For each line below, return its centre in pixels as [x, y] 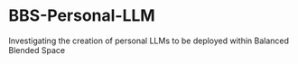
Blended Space [37, 50]
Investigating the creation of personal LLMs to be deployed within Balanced [149, 41]
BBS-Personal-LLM [82, 16]
